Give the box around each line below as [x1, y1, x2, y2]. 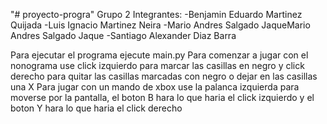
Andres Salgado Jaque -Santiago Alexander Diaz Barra [10, 30, 237, 41]
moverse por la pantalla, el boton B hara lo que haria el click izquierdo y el [10, 92, 315, 103]
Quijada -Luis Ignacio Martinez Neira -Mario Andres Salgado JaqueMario [10, 19, 311, 31]
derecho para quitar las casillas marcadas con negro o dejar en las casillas [10, 70, 318, 82]
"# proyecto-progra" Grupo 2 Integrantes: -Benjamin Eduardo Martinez [10, 9, 303, 20]
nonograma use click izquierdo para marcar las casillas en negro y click [10, 60, 305, 71]
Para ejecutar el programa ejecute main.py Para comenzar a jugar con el [10, 49, 309, 61]
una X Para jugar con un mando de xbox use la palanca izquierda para [10, 81, 300, 93]
